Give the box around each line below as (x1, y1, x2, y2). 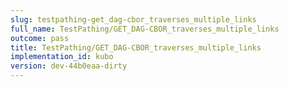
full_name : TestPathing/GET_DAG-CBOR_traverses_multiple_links (10, 24, 280, 34)
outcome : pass (10, 33, 70, 43)
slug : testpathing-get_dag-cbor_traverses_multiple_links (10, 14, 257, 25)
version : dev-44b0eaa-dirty (10, 61, 128, 71)
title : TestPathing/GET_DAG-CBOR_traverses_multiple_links (10, 42, 262, 53)
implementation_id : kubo (10, 52, 114, 62)
